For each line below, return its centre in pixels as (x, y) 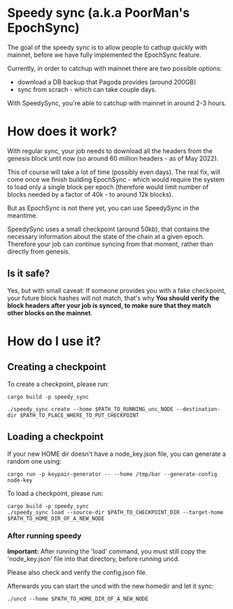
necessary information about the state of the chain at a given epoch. (106, 236)
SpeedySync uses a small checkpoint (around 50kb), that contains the (108, 229)
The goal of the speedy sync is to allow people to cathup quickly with (107, 47)
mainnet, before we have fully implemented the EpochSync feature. (104, 55)
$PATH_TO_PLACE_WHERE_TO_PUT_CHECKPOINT (79, 415)
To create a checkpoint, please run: (58, 384)
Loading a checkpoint (55, 437)
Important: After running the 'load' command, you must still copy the (107, 551)
